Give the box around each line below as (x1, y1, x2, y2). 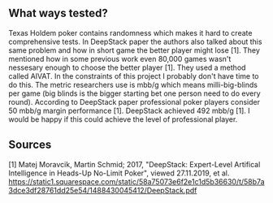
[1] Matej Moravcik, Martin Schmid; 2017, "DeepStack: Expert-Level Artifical (8, 159, 261, 169)
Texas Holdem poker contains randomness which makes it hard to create (8, 28, 253, 37)
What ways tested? (8, 6, 108, 20)
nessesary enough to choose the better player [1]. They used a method (8, 63, 246, 72)
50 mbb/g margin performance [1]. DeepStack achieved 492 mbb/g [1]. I (8, 106, 250, 115)
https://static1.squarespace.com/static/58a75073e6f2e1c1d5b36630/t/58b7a (8, 176, 265, 186)
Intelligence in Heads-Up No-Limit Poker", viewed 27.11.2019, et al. (8, 168, 230, 178)
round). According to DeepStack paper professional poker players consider (8, 97, 260, 106)
